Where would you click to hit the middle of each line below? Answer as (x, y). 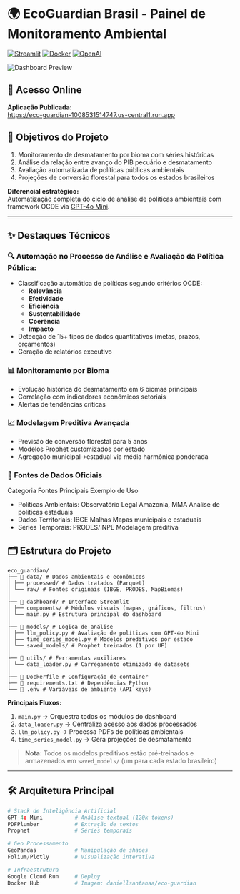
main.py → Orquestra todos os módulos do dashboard (97, 716)
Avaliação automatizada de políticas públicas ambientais (101, 169)
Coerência (44, 322)
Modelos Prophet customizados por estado (81, 449)
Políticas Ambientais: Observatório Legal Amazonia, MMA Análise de (119, 505)
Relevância (45, 291)
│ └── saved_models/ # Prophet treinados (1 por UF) (87, 645)
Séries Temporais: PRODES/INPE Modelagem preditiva (98, 527)
